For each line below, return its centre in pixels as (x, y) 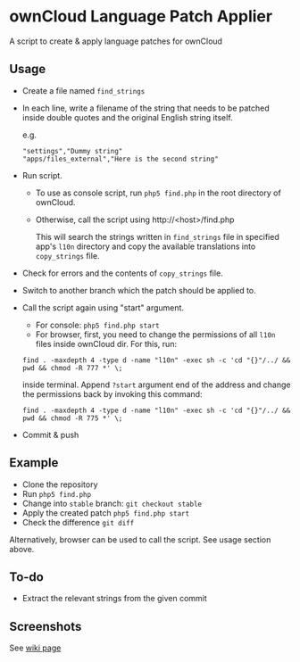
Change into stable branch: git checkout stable (112, 503)
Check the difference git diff (78, 522)
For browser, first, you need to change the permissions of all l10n (155, 334)
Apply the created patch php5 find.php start (106, 513)
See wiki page (35, 648)
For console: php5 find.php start (97, 325)
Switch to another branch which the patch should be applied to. (139, 290)
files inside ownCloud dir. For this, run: (106, 343)
